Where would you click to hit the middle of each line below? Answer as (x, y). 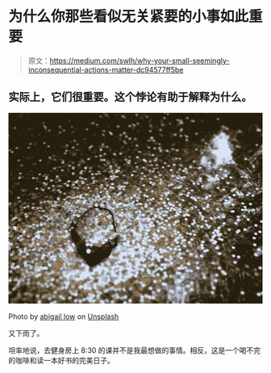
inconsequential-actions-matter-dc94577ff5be (106, 69)
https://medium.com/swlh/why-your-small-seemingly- (140, 61)
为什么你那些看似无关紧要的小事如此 (129, 17)
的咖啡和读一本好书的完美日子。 (61, 360)
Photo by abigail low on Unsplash (64, 316)
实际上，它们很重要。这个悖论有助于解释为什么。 (130, 97)
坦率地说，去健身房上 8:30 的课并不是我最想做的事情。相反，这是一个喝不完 (135, 350)
